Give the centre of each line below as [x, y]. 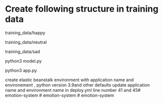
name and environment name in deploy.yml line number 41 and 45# [73, 90]
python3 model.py [23, 61]
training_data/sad [23, 51]
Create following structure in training [82, 9]
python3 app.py [21, 70]
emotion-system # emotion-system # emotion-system [59, 95]
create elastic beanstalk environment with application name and [69, 80]
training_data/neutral [26, 42]
